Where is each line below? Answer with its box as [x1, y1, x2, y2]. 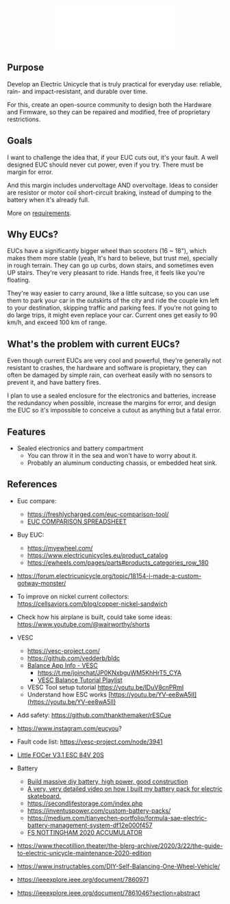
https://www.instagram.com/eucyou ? [16, 724, 122, 732]
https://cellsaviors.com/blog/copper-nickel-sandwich [16, 599, 168, 608]
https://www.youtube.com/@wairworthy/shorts [16, 620, 151, 628]
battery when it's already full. [7, 195, 90, 204]
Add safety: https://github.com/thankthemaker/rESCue [16, 711, 172, 719]
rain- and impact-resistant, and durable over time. [7, 87, 148, 95]
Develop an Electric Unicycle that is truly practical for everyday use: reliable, [7, 80, 222, 88]
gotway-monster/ [16, 578, 66, 587]
